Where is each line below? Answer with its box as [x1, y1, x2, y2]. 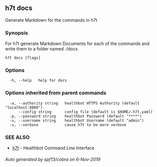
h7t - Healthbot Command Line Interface [12, 145, 94, 151]
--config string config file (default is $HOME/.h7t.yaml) [18, 109, 153, 114]
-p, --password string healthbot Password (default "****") [9, 114, 142, 119]
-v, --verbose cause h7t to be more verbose [9, 122, 126, 127]
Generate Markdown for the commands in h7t [5, 17, 97, 23]
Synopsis [5, 29, 28, 36]
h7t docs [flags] [5, 55, 41, 61]
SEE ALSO [5, 133, 30, 140]
